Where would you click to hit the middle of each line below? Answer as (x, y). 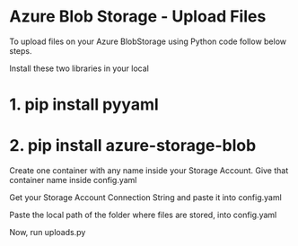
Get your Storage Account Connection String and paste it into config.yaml (146, 198)
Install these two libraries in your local (79, 68)
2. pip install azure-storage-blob (133, 146)
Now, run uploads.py (48, 233)
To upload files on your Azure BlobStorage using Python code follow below (148, 41)
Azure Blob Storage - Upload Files (138, 17)
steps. (21, 50)
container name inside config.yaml (73, 180)
